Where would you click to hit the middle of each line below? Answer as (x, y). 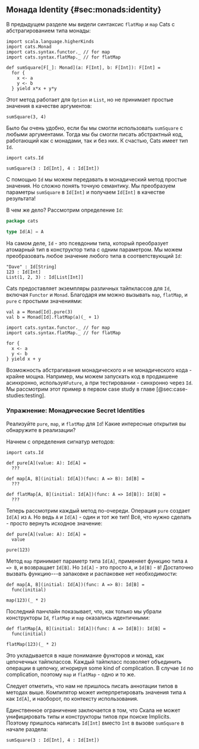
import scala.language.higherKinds (50, 41)
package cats (22, 221)
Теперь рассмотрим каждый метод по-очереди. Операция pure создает (98, 510)
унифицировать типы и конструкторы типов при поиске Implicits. (89, 716)
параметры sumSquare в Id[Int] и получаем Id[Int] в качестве (86, 192)
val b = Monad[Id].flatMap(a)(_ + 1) (53, 317)
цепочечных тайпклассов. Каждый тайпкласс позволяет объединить (94, 661)
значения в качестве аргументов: (49, 106)
